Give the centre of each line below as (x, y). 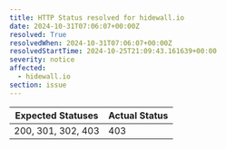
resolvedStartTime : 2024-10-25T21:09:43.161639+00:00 (113, 51)
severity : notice (42, 60)
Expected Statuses (57, 116)
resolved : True (38, 34)
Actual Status (138, 116)
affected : (28, 69)
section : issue (38, 85)
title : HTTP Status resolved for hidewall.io (97, 18)
